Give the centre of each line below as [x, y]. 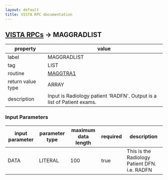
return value [22, 81]
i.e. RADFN [139, 169]
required [112, 136]
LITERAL [49, 160]
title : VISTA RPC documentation [39, 14]
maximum [83, 130]
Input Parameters [27, 117]
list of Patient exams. [72, 102]
